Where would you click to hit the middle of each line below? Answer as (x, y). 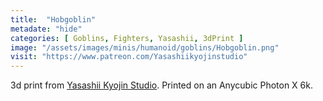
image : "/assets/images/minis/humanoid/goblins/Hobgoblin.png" (145, 47)
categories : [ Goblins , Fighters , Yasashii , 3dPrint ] (127, 38)
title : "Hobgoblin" (53, 19)
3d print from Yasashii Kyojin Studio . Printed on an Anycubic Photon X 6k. (161, 85)
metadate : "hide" (46, 29)
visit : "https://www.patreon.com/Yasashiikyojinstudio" (129, 57)
